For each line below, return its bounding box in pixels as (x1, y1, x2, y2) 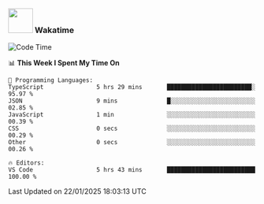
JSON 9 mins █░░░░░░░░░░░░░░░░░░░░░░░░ (8, 97, 256, 106)
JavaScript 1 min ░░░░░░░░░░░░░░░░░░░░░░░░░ (8, 111, 256, 119)
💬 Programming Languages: (8, 76, 93, 84)
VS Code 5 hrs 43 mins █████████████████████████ (8, 166, 256, 174)
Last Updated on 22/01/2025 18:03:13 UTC (8, 187, 147, 196)
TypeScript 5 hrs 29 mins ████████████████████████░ (8, 83, 256, 91)
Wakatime (34, 24, 75, 35)
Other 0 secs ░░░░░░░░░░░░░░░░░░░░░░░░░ (8, 139, 256, 147)
